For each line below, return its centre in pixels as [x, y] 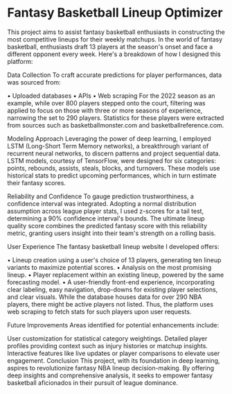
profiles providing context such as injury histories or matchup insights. [107, 345]
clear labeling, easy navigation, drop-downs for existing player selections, [113, 289]
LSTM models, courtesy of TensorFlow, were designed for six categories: [112, 160]
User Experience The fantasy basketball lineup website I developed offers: [113, 246]
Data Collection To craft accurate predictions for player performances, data [115, 75]
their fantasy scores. [36, 182]
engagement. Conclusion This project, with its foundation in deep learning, [114, 360]
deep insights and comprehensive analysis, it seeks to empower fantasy [110, 375]
